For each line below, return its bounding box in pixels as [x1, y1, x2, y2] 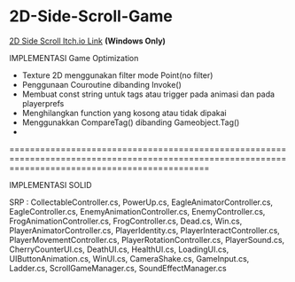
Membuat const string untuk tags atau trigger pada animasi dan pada [21, 89, 276, 99]
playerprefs [21, 98, 65, 108]
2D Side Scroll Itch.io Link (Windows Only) [9, 35, 167, 46]
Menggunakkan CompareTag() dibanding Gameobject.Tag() [21, 117, 240, 128]
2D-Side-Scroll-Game [9, 6, 173, 27]
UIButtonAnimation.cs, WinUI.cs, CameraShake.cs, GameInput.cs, [9, 253, 250, 263]
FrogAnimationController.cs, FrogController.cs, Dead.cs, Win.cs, [9, 215, 243, 226]
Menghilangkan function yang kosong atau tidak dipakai [21, 107, 228, 118]
